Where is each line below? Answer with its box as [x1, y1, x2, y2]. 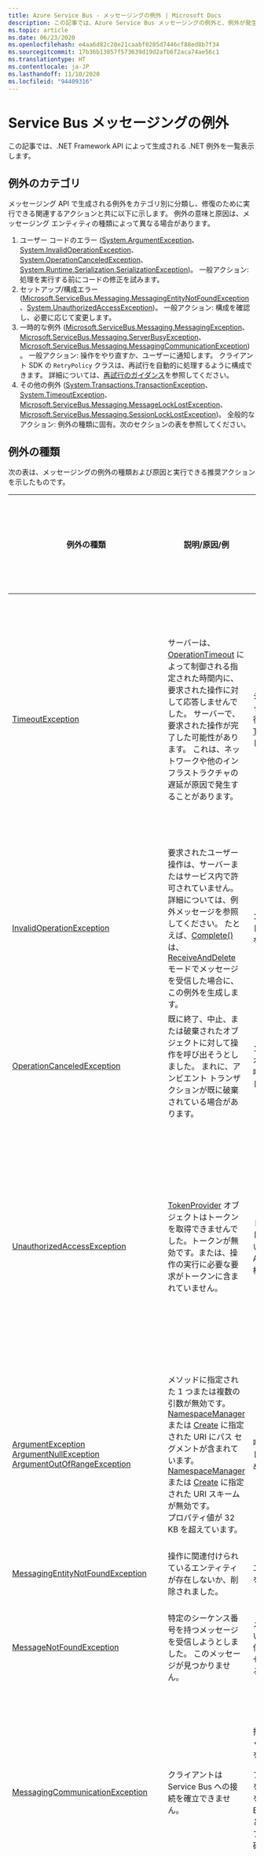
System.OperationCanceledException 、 [19, 255, 148, 265]
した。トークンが [167, 1235, 231, 1246]
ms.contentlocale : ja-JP [8, 63, 90, 71]
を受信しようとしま [167, 1636, 239, 1647]
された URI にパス [167, 1431, 233, 1442]
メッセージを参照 [175, 906, 239, 917]
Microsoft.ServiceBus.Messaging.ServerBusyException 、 [19, 333, 206, 342]
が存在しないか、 [167, 1574, 231, 1585]
